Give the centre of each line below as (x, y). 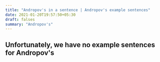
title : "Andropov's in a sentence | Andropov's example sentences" (78, 10)
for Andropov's (30, 53)
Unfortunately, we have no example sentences (80, 44)
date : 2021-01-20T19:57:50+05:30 (41, 15)
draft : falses (20, 19)
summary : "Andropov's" (29, 24)
